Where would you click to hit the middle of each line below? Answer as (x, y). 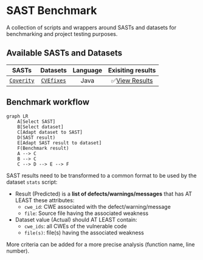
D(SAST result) (36, 138)
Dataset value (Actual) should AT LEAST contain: (76, 219)
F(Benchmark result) (43, 148)
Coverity (22, 80)
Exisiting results (132, 70)
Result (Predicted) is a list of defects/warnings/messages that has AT (104, 194)
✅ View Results (132, 80)
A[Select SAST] (36, 121)
